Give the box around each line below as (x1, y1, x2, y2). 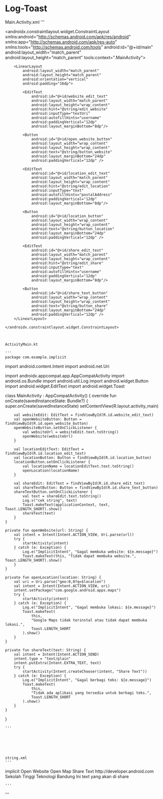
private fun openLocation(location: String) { (5, 575, 102, 580)
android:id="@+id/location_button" (31, 214, 104, 218)
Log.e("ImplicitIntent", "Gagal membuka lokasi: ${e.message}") (22, 605, 156, 610)
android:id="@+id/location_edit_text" (31, 171, 110, 176)
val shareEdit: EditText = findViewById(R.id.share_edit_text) (14, 481, 145, 486)
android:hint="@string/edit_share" (31, 260, 104, 265)
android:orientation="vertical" (22, 77, 89, 82)
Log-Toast (5, 3, 47, 14)
